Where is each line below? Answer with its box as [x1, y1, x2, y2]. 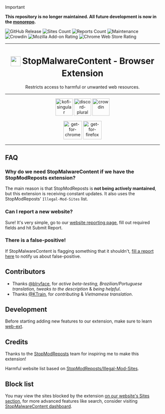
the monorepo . [5, 19, 36, 25]
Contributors [5, 267, 46, 276]
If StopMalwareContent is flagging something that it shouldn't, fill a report [5, 248, 154, 254]
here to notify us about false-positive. [5, 253, 81, 259]
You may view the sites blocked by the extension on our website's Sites [5, 393, 150, 399]
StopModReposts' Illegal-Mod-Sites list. [5, 196, 88, 202]
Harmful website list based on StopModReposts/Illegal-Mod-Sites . [5, 366, 139, 372]
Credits [5, 338, 28, 346]
